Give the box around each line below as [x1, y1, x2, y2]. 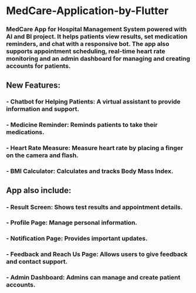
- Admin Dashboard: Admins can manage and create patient [6, 274, 181, 282]
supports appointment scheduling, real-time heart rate [6, 47, 165, 55]
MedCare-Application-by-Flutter [6, 4, 169, 18]
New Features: [6, 80, 60, 90]
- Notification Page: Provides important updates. [6, 234, 148, 242]
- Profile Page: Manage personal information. [6, 219, 138, 227]
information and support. [6, 105, 79, 113]
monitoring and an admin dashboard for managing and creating [6, 55, 191, 63]
